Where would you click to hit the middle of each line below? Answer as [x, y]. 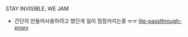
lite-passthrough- [160, 21]
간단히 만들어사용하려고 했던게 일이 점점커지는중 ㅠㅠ [76, 21]
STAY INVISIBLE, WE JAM [37, 9]
